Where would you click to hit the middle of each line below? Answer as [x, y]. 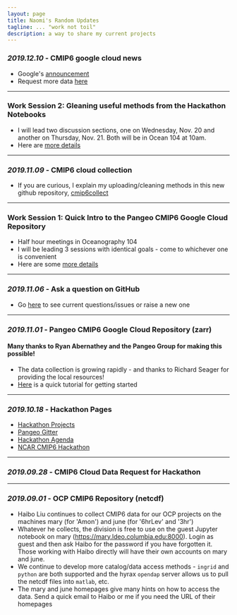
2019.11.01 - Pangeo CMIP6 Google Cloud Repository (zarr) [110, 329]
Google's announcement [53, 73]
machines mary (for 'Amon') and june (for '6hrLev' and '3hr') [105, 521]
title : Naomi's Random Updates [53, 20]
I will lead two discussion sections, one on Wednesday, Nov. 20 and [116, 130]
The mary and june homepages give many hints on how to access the [119, 589]
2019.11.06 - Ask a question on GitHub [74, 289]
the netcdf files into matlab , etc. [63, 581]
